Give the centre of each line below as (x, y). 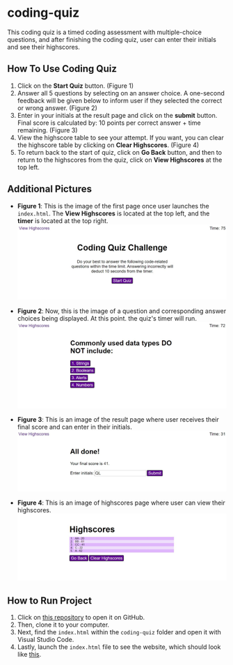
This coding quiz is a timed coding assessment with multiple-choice (105, 32)
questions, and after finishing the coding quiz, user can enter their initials (112, 39)
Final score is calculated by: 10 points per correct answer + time (109, 123)
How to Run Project (50, 601)
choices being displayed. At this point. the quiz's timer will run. (107, 319)
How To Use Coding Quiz (62, 69)
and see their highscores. (43, 47)
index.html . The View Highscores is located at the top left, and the (113, 213)
